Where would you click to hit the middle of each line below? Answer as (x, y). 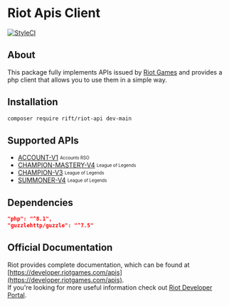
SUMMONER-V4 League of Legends (62, 180)
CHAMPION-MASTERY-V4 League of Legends (77, 165)
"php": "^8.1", (30, 219)
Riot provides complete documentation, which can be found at (98, 265)
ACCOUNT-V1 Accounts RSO (54, 158)
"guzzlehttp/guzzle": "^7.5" (50, 225)
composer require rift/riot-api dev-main (70, 119)
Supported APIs (43, 140)
